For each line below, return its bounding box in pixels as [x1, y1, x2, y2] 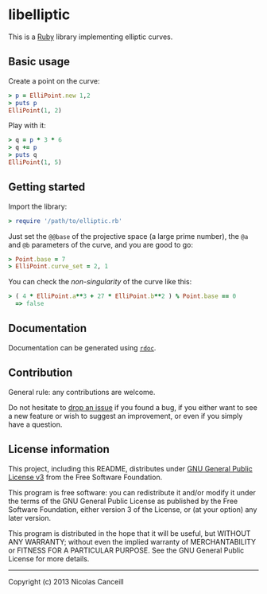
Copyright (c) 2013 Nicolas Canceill [8, 576, 125, 586]
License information [8, 443, 110, 456]
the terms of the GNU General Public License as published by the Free [8, 496, 238, 506]
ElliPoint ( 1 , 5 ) [8, 158, 62, 166]
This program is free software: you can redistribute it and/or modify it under [8, 487, 256, 497]
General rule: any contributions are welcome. [8, 387, 156, 397]
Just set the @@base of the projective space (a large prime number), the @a [8, 231, 249, 240]
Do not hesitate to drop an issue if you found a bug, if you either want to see [8, 402, 258, 412]
